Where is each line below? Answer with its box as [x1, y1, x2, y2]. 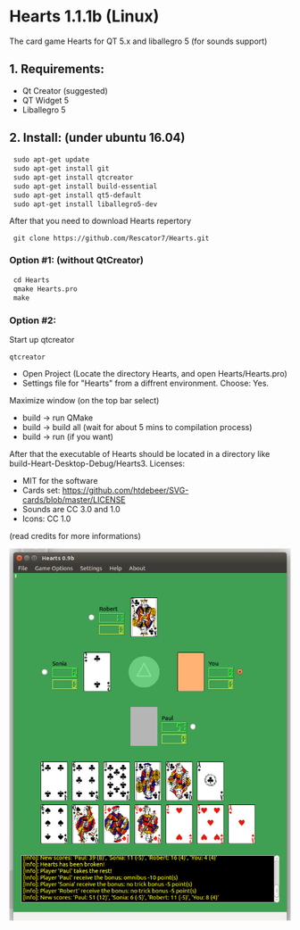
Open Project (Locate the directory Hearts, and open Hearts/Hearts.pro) [21, 369, 287, 379]
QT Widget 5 [21, 95, 70, 105]
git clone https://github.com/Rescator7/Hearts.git [12, 234, 210, 243]
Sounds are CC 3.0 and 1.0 [21, 504, 121, 515]
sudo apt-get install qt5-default [12, 190, 142, 200]
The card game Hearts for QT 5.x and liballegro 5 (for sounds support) [9, 36, 268, 46]
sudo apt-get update [12, 154, 90, 164]
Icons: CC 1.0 [21, 513, 71, 524]
